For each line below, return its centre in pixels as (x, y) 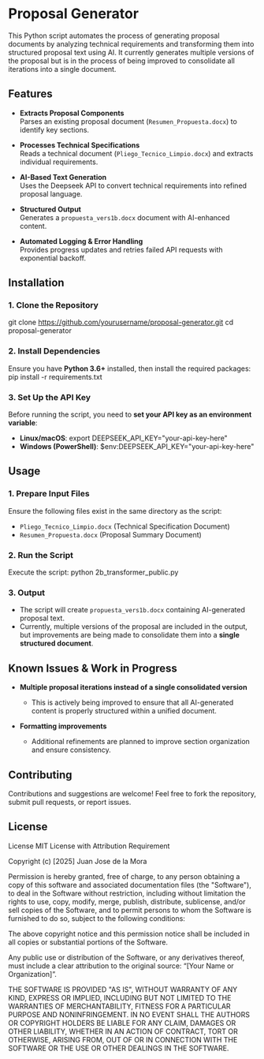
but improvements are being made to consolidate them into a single (130, 635)
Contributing (40, 775)
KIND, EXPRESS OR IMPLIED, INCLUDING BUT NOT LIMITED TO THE (120, 997)
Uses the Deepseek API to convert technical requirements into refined (133, 185)
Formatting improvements (63, 726)
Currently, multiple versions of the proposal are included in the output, (134, 627)
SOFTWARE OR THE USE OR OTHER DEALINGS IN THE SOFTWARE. (119, 1048)
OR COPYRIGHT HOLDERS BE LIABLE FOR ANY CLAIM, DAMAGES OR (122, 1023)
